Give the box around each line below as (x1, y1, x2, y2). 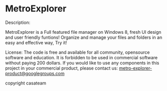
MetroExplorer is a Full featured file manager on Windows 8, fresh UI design (5, 29, 161, 35)
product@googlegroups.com (5, 70, 65, 76)
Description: (5, 19, 30, 25)
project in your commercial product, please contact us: (5, 65, 118, 71)
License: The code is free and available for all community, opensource (5, 49, 150, 55)
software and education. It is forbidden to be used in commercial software (5, 54, 158, 60)
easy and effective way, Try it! (5, 39, 67, 45)
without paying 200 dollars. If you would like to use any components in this (5, 60, 159, 66)
